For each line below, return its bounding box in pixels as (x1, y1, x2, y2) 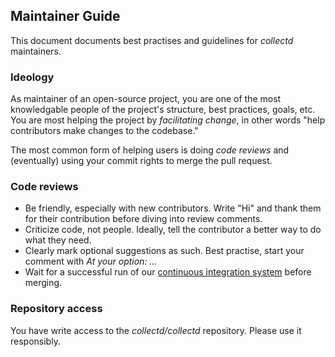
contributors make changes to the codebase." (10, 125, 199, 137)
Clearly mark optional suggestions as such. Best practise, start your (24, 245, 305, 257)
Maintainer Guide (10, 8, 121, 25)
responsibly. (10, 335, 61, 347)
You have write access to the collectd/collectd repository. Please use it (10, 324, 302, 336)
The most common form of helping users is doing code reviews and (10, 144, 290, 156)
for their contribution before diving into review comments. (24, 213, 263, 225)
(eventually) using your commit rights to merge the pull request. (10, 155, 273, 167)
